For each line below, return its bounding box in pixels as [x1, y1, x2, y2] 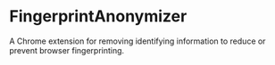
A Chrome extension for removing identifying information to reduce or [9, 36, 266, 46]
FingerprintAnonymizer [9, 6, 187, 27]
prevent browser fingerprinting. [9, 45, 125, 55]
